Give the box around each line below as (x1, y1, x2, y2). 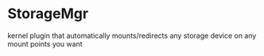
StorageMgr (7, 5, 89, 23)
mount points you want (7, 39, 83, 48)
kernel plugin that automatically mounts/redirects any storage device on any (7, 31, 257, 40)
